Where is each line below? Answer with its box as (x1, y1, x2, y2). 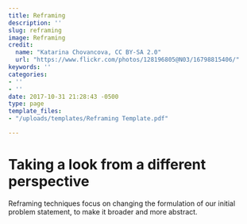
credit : (8, 41, 34, 49)
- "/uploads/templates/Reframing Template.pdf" (8, 115, 169, 123)
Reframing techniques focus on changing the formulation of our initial (8, 199, 236, 208)
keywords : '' (8, 63, 52, 71)
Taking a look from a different (8, 156, 206, 174)
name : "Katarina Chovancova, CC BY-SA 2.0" (15, 48, 161, 56)
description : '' (8, 19, 62, 27)
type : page (8, 100, 44, 108)
